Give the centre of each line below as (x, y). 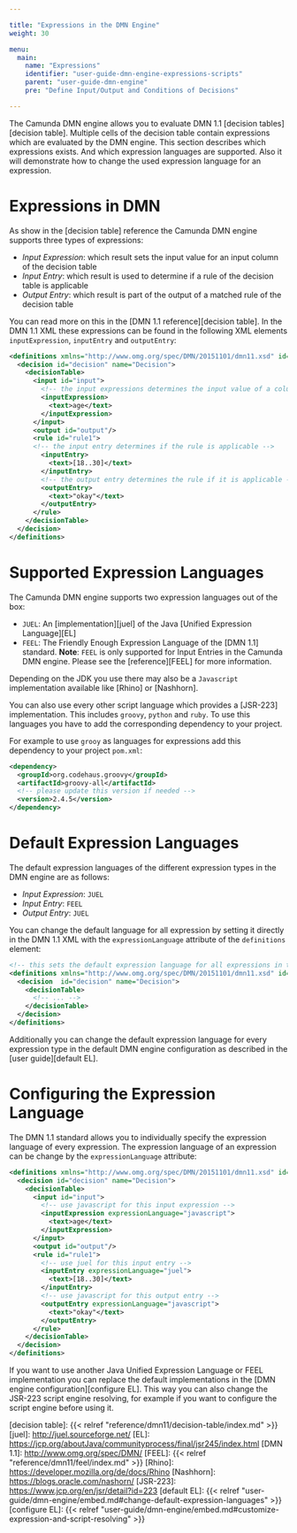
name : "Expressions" (63, 66)
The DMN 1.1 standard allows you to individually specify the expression (138, 1137)
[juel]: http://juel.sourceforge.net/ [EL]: (80, 1434)
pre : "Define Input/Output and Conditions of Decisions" (132, 90)
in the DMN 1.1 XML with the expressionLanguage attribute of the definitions (147, 939)
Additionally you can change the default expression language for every (138, 1039)
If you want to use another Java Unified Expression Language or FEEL (136, 1370)
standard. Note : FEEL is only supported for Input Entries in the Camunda (152, 652)
